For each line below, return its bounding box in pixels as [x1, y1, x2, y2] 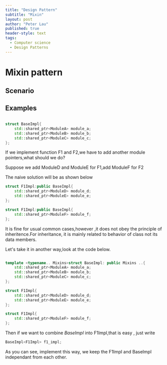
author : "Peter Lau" [5, 21, 49, 27]
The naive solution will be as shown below [5, 174, 93, 180]
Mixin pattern [5, 67, 63, 78]
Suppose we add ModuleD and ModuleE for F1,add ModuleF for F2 [5, 164, 144, 170]
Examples [5, 104, 37, 112]
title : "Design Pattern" [5, 7, 58, 13]
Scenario [5, 87, 34, 95]
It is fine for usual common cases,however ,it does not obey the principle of [5, 225, 162, 232]
